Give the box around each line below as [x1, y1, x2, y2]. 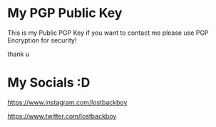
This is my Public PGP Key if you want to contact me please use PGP [7, 28, 209, 37]
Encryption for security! [7, 35, 77, 44]
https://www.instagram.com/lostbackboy [7, 98, 128, 106]
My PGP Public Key [7, 5, 123, 21]
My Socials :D [7, 74, 91, 91]
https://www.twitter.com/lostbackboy [7, 111, 117, 120]
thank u [7, 50, 30, 58]
